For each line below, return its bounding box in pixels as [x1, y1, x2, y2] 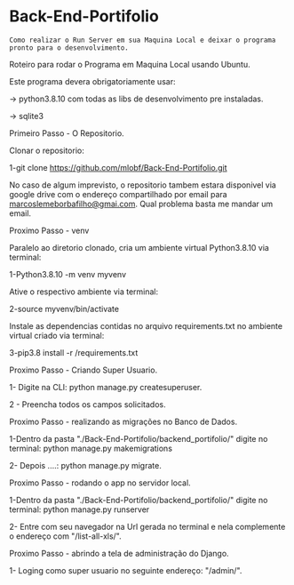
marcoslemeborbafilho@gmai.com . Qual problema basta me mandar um [9, 198, 274, 209]
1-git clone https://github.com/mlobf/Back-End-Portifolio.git [9, 162, 228, 172]
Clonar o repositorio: [9, 145, 84, 156]
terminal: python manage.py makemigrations [9, 443, 173, 453]
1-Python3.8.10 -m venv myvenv [9, 268, 127, 279]
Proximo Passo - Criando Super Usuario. [9, 365, 158, 375]
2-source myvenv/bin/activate [9, 303, 120, 314]
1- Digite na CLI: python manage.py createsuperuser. [9, 381, 203, 392]
